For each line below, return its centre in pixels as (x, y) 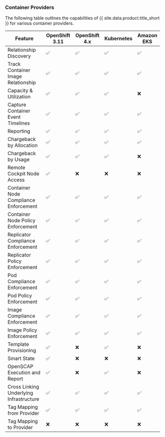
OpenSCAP (20, 367)
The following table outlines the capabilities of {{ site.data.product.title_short (82, 18)
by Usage (19, 160)
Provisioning (22, 350)
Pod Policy (20, 296)
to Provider (20, 428)
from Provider (23, 413)
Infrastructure (23, 399)
